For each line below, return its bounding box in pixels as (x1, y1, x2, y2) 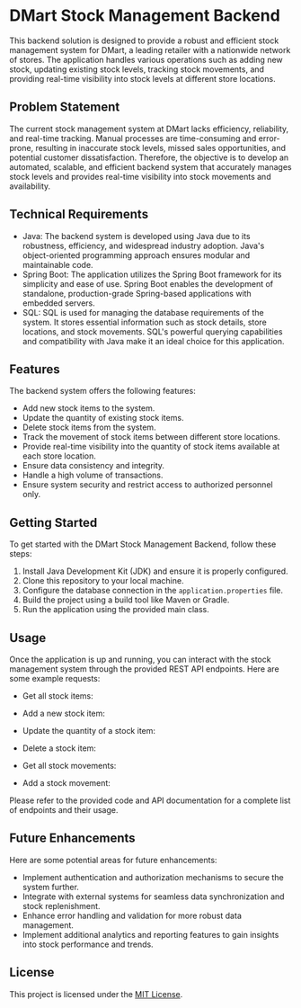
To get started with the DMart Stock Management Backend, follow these (9, 539, 277, 549)
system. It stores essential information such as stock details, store (22, 317, 267, 327)
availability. (9, 181, 51, 192)
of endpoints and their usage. (9, 805, 119, 815)
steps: (9, 549, 32, 559)
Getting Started (9, 514, 98, 531)
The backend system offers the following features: (9, 386, 196, 397)
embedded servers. (22, 298, 96, 308)
